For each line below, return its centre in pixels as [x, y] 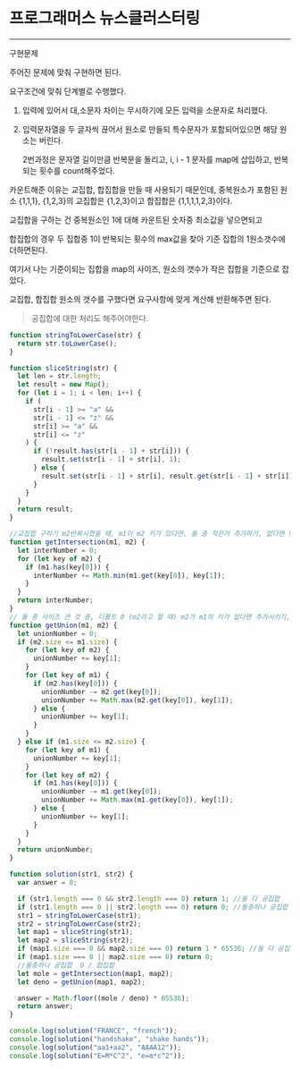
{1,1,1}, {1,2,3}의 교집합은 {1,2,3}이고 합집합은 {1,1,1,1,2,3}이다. [125, 200]
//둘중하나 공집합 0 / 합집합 [66, 965]
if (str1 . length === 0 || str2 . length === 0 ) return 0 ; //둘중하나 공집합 [153, 907]
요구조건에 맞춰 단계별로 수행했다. [68, 91]
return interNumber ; [55, 600]
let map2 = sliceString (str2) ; [75, 940]
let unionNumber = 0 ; [58, 633]
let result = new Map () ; [63, 385]
